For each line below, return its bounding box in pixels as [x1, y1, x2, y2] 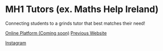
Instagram [5, 39, 26, 46]
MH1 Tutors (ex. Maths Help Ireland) [5, 4, 159, 15]
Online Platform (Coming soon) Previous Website [5, 30, 107, 36]
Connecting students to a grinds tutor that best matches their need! [5, 20, 145, 26]
